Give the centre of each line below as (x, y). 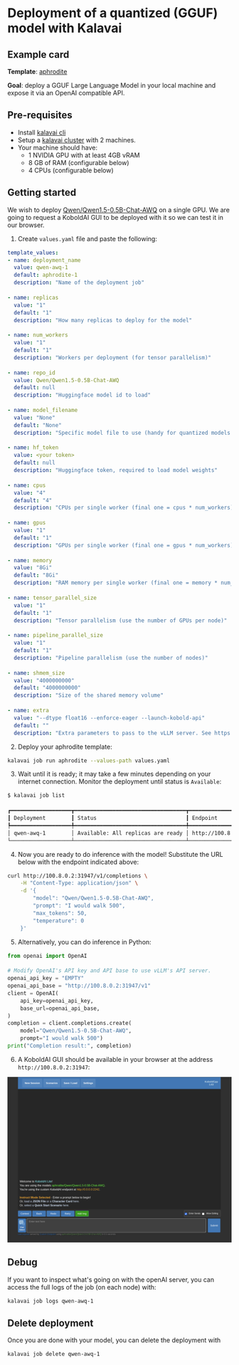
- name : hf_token (33, 448)
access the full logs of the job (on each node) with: (82, 1287)
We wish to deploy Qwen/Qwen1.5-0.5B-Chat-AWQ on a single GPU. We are (118, 210)
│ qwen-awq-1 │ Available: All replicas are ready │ (99, 833)
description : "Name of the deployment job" (79, 283)
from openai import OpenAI (47, 956)
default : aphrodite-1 (46, 275)
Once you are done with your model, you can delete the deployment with (114, 1340)
